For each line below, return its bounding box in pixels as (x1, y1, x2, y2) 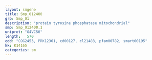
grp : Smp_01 (5, 16, 29, 21)
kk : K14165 (5, 43, 27, 48)
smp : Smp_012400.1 (5, 25, 43, 30)
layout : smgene (5, 7, 36, 12)
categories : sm (5, 47, 36, 52)
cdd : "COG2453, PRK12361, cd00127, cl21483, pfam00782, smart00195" (5, 39, 148, 44)
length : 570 (5, 34, 34, 39)
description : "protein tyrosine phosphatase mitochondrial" (5, 20, 130, 26)
